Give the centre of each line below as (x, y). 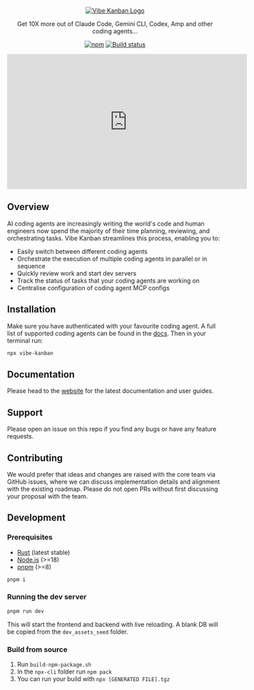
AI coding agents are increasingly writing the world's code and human (106, 224)
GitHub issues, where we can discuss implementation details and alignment (114, 481)
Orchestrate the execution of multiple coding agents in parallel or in (112, 259)
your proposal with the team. (48, 496)
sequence (31, 266)
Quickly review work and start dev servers (77, 273)
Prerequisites (30, 537)
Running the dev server (47, 597)
